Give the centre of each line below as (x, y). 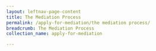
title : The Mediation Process (44, 17)
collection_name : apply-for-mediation (54, 34)
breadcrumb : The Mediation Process (50, 28)
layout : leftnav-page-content (44, 12)
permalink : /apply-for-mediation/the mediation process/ (78, 23)
